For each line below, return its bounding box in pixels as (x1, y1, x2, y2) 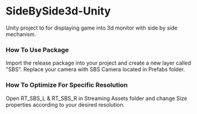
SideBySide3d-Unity (5, 4, 111, 18)
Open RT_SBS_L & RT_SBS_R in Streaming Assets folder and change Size (5, 95, 188, 102)
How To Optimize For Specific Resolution (5, 81, 128, 89)
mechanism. (5, 30, 36, 37)
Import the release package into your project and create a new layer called (5, 59, 192, 67)
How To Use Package (5, 45, 69, 54)
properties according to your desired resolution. (5, 101, 125, 108)
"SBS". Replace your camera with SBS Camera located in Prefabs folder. (5, 66, 186, 73)
